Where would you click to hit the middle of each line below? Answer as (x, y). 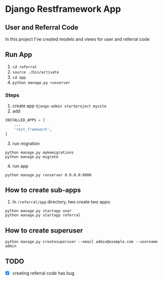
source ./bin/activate (36, 72)
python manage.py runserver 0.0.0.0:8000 (48, 175)
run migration (26, 143)
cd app (19, 78)
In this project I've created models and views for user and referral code (77, 39)
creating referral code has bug (43, 273)
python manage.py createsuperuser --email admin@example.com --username (81, 242)
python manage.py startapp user (38, 211)
